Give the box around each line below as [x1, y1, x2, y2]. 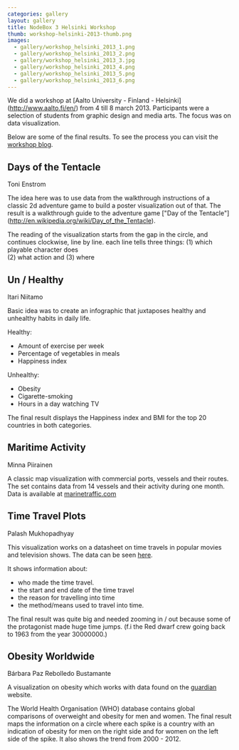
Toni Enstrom [7, 180, 46, 189]
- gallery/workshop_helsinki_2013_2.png [14, 51, 135, 58]
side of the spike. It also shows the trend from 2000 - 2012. [7, 735, 181, 744]
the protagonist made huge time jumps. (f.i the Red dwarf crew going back [7, 622, 225, 631]
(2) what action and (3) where [7, 253, 95, 262]
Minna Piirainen [7, 461, 53, 469]
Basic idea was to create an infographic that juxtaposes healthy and [7, 307, 206, 314]
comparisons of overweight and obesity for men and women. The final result [7, 712, 232, 721]
